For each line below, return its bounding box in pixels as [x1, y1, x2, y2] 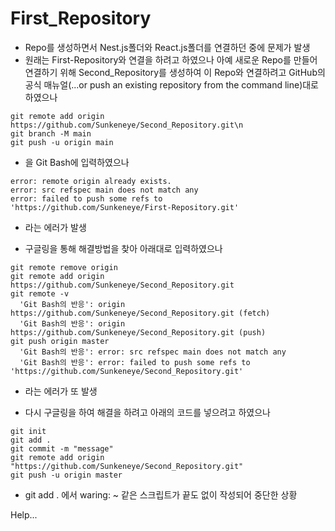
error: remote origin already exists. [10, 176, 172, 186]
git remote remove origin [10, 262, 118, 272]
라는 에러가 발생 [24, 221, 87, 233]
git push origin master [10, 336, 110, 346]
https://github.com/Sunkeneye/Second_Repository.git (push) [10, 327, 267, 337]
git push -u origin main [10, 137, 114, 147]
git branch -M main [10, 128, 92, 139]
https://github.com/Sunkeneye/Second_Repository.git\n [10, 120, 244, 130]
